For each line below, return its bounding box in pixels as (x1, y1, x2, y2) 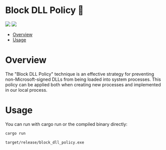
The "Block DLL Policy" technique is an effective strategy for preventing (5, 71, 154, 77)
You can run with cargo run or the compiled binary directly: (5, 121, 128, 127)
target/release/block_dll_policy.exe (5, 140, 85, 145)
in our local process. (5, 87, 48, 93)
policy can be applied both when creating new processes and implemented (5, 81, 161, 87)
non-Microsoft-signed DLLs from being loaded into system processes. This (5, 76, 161, 82)
